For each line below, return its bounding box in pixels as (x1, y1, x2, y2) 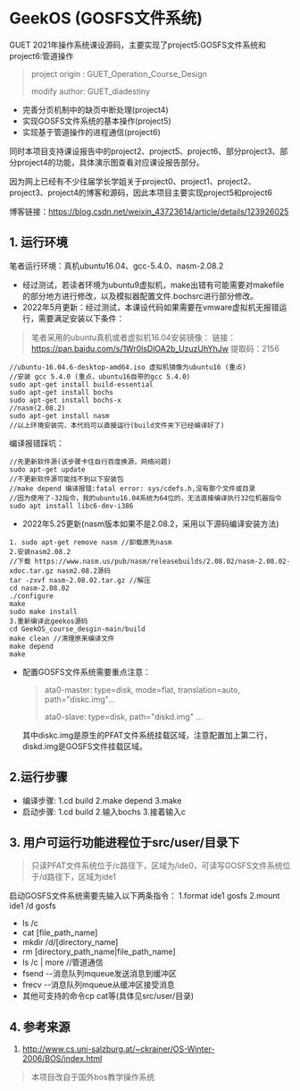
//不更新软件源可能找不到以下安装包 (9, 474, 124, 483)
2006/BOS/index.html (21, 1053, 103, 1064)
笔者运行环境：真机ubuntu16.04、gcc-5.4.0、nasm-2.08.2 (9, 260, 224, 271)
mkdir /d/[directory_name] (21, 937, 119, 948)
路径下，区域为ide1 (46, 872, 116, 882)
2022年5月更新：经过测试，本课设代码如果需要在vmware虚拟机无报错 (21, 302, 279, 312)
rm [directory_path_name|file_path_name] (21, 946, 176, 958)
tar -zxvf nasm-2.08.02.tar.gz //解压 (9, 575, 151, 584)
